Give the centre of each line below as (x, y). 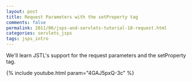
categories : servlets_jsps (39, 33)
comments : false (26, 22)
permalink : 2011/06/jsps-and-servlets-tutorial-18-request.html (87, 28)
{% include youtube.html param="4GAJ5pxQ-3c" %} (70, 73)
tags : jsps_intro (27, 39)
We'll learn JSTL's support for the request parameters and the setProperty (96, 55)
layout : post (22, 11)
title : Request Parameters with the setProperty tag (72, 17)
